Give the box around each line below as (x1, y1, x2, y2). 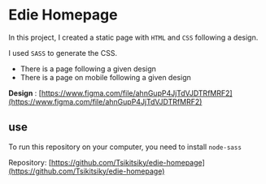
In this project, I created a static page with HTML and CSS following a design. (8, 32, 259, 42)
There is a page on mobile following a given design (20, 72, 191, 82)
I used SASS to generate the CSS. (8, 48, 118, 58)
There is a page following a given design (20, 63, 157, 74)
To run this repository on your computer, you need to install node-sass (8, 142, 242, 152)
